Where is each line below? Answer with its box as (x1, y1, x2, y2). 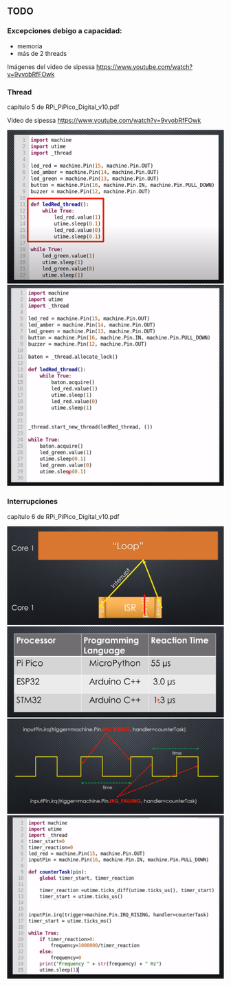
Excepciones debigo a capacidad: (7, 26, 122, 36)
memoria (16, 41, 43, 50)
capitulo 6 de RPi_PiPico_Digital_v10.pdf (7, 512, 120, 520)
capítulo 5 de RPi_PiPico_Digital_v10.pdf (7, 103, 120, 111)
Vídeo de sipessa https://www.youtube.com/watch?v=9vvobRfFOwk (7, 116, 201, 124)
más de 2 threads (16, 49, 67, 57)
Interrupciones (7, 497, 58, 506)
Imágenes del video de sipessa (7, 62, 95, 71)
